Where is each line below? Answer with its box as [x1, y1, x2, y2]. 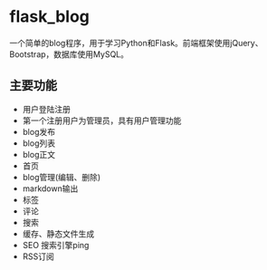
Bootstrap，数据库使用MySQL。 [9, 48, 129, 60]
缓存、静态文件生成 [22, 228, 95, 239]
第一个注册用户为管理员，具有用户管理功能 [22, 115, 182, 126]
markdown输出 [22, 183, 79, 194]
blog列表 [22, 138, 56, 149]
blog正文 [22, 149, 56, 159]
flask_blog [9, 6, 91, 27]
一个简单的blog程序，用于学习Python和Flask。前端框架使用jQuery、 [9, 37, 263, 48]
